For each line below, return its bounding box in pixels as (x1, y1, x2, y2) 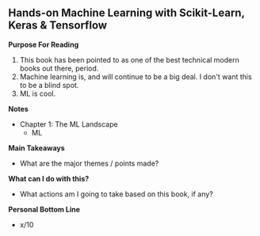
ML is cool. (19, 89, 56, 98)
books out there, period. (19, 63, 99, 73)
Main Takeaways (8, 143, 65, 153)
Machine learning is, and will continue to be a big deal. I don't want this (19, 71, 252, 82)
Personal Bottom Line (8, 204, 81, 214)
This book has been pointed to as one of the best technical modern (19, 55, 239, 64)
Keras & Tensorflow (8, 19, 108, 32)
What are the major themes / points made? (19, 158, 159, 168)
